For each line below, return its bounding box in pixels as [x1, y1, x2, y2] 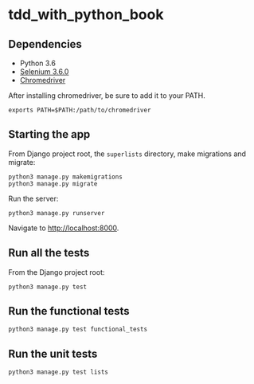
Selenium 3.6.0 [19, 67, 69, 76]
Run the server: [8, 194, 59, 203]
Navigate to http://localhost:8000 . [8, 223, 119, 233]
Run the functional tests [8, 304, 130, 318]
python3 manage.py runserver [8, 209, 105, 217]
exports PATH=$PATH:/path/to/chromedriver [8, 106, 151, 114]
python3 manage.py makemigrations [8, 173, 123, 181]
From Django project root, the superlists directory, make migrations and [8, 149, 247, 159]
